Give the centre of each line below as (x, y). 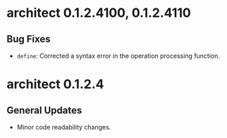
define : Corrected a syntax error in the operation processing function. (118, 56)
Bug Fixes (29, 39)
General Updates (44, 110)
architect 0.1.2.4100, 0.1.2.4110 (99, 13)
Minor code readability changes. (64, 127)
